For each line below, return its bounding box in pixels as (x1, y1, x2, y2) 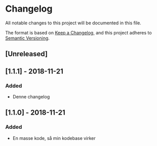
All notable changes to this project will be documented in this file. (5, 20, 142, 26)
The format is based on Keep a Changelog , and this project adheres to (5, 29, 152, 35)
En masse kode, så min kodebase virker (12, 135, 96, 141)
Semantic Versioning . (5, 35, 50, 41)
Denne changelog (12, 94, 50, 100)
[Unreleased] (5, 50, 48, 58)
